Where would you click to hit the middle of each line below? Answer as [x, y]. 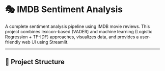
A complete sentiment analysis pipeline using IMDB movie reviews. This [78, 26]
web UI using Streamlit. [45, 42]
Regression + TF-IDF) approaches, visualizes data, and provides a [72, 37]
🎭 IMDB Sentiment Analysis [64, 10]
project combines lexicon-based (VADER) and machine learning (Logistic [79, 31]
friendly [13, 42]
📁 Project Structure [35, 62]
